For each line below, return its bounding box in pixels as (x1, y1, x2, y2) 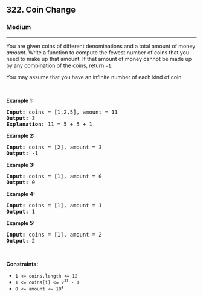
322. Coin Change (6, 5, 76, 15)
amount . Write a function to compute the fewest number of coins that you (6, 48, 190, 56)
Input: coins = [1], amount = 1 (6, 202, 102, 209)
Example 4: (6, 190, 35, 197)
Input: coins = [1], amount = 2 (6, 231, 102, 238)
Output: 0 (6, 178, 35, 186)
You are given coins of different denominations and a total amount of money (6, 42, 196, 50)
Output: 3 (6, 114, 35, 122)
